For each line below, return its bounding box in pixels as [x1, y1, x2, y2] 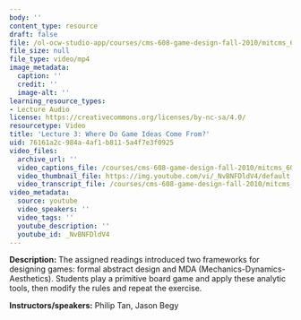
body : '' [9, 13, 42, 22]
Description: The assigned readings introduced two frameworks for [9, 255, 260, 265]
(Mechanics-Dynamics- [198, 264, 286, 274]
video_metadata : [9, 188, 70, 197]
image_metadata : [9, 64, 70, 73]
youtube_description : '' [17, 221, 110, 230]
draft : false [9, 30, 58, 39]
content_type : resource [9, 22, 99, 30]
